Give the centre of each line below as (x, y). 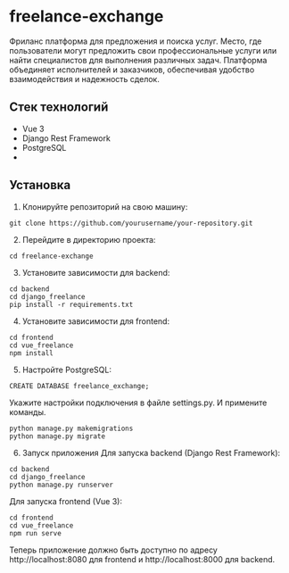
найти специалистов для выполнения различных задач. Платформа (138, 60)
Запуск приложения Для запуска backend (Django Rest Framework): (151, 453)
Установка (40, 185)
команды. (28, 411)
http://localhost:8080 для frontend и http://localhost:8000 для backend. (142, 559)
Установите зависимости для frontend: (96, 321)
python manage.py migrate (57, 436)
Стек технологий (59, 108)
